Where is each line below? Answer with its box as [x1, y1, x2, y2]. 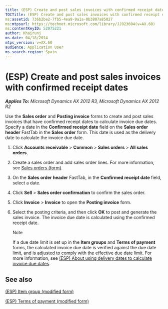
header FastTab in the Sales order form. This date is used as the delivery [5, 129, 156, 136]
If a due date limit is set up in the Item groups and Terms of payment [12, 239, 155, 245]
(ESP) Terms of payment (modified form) [5, 298, 89, 304]
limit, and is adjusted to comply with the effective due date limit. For [12, 250, 152, 256]
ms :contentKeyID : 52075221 [5, 26, 61, 31]
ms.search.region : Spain [5, 49, 57, 54]
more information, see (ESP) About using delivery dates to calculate [12, 255, 152, 261]
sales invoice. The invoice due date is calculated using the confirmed [12, 215, 155, 221]
